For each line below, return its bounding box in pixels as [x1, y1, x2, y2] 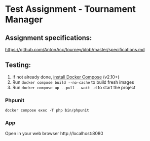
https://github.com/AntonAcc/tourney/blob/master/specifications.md [5, 47, 145, 52]
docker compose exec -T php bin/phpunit [5, 108, 90, 113]
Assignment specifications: [5, 34, 92, 42]
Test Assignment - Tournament [5, 3, 136, 15]
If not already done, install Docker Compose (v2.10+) [12, 74, 120, 80]
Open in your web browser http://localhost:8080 [5, 131, 104, 137]
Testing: [5, 61, 31, 70]
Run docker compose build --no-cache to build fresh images [12, 79, 134, 85]
